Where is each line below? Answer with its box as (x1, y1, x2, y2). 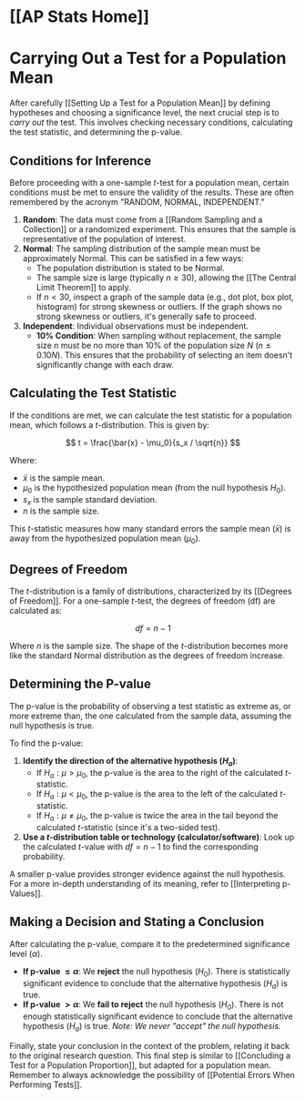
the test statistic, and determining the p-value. (9, 127, 183, 137)
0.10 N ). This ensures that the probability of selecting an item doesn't (36, 349, 293, 361)
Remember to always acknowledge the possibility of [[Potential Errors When (9, 1069, 296, 1080)
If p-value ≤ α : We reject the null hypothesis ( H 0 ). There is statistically (22, 965, 290, 979)
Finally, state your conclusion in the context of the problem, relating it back (9, 1040, 290, 1051)
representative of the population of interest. (22, 233, 187, 244)
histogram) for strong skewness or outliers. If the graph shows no (36, 300, 282, 311)
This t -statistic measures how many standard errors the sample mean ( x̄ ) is (9, 524, 291, 534)
